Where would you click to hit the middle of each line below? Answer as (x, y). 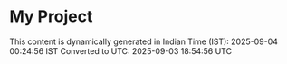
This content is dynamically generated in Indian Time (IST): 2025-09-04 (144, 41)
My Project (51, 17)
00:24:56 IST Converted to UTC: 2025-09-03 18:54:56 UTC (121, 50)
